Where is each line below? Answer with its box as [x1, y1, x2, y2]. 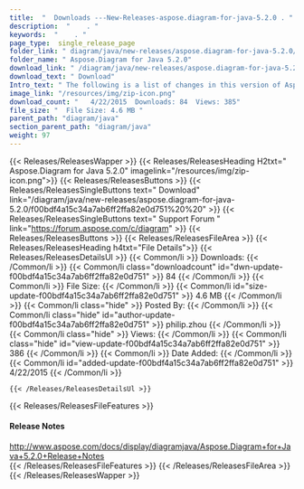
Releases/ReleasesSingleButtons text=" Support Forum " [9, 213, 221, 224]
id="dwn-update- [217, 261, 283, 272]
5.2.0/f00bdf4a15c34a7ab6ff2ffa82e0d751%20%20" [9, 203, 206, 214]
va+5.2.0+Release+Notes [9, 451, 105, 462]
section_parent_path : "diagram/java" [9, 123, 152, 132]
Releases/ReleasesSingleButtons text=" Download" [9, 184, 201, 195]
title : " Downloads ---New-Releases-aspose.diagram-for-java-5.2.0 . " [9, 13, 294, 23]
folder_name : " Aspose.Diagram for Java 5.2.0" [9, 55, 193, 64]
